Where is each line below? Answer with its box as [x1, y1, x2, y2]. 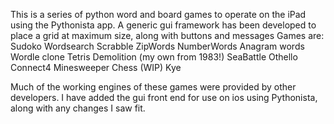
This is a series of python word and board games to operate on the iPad [10, 9, 307, 20]
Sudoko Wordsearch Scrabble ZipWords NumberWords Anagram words [10, 40, 305, 52]
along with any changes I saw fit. [10, 102, 146, 114]
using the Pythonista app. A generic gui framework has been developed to [10, 19, 317, 31]
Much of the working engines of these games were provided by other [10, 81, 297, 93]
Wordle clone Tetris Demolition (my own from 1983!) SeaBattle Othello [10, 51, 298, 63]
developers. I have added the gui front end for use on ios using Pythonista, [10, 92, 318, 103]
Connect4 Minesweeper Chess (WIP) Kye [10, 62, 182, 73]
